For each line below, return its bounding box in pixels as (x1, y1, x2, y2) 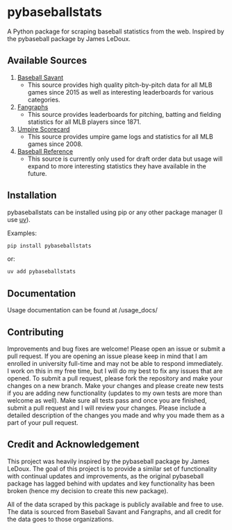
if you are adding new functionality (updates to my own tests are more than (7, 389, 222, 397)
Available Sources (7, 55, 88, 67)
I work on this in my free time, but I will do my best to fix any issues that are (7, 367, 223, 375)
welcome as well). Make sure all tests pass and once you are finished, (7, 396, 207, 404)
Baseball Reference (17, 147, 74, 155)
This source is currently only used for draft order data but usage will (27, 154, 223, 163)
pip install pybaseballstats (7, 242, 92, 249)
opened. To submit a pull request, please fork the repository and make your (7, 374, 224, 383)
